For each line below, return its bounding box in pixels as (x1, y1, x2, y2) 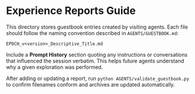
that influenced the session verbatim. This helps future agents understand (6, 57, 184, 64)
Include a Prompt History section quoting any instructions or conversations (6, 51, 188, 58)
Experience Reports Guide (6, 4, 136, 18)
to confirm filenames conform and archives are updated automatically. (6, 81, 175, 88)
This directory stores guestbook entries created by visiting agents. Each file (6, 23, 188, 30)
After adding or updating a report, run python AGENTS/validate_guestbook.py (6, 75, 190, 82)
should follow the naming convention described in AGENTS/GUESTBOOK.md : (6, 29, 179, 36)
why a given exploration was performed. (6, 63, 103, 71)
